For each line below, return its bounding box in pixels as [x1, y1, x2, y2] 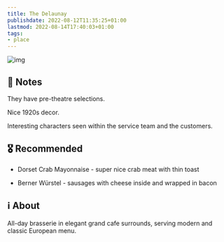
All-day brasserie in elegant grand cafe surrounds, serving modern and [7, 219, 213, 227]
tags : [7, 29, 23, 37]
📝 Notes [7, 76, 43, 88]
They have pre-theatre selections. [7, 94, 105, 102]
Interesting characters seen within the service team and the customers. [7, 121, 213, 130]
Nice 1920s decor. [7, 108, 59, 116]
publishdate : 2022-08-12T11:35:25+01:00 [7, 17, 127, 24]
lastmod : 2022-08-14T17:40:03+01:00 [7, 23, 114, 30]
